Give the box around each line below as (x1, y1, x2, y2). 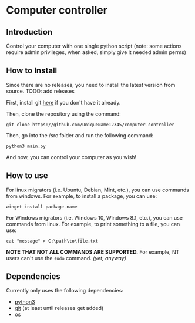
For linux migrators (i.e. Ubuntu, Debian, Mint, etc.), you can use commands (6, 186, 190, 193)
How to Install (6, 66, 58, 76)
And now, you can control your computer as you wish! (6, 153, 137, 160)
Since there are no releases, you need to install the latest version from (6, 81, 176, 88)
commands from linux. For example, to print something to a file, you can (6, 220, 180, 227)
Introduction (6, 27, 53, 37)
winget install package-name (6, 204, 78, 210)
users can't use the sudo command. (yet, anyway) (6, 254, 126, 261)
